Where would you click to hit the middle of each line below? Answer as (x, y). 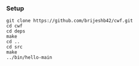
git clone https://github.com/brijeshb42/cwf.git (70, 21)
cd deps (16, 31)
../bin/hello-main (29, 58)
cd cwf (14, 26)
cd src (14, 47)
